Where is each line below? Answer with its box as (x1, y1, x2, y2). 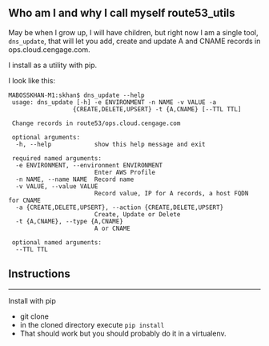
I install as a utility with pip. (8, 60, 98, 70)
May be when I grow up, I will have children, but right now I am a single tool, (8, 27, 259, 37)
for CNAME (8, 196, 42, 204)
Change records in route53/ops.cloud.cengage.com (11, 119, 181, 127)
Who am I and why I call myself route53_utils (8, 6, 235, 20)
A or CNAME (94, 224, 130, 232)
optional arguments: (11, 133, 81, 141)
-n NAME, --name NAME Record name (15, 175, 134, 183)
